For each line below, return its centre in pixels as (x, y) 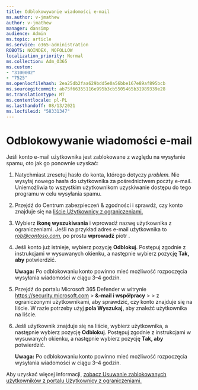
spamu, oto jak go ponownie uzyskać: (52, 163)
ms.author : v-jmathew (33, 17)
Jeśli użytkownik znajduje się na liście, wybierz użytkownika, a (91, 326)
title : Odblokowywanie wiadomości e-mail (58, 12)
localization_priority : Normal (45, 56)
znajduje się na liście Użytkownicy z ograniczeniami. (79, 212)
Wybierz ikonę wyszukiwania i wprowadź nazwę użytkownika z (93, 223)
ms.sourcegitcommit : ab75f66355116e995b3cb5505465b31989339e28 (86, 89)
